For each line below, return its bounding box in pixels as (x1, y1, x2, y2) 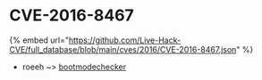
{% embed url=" (9, 35, 70, 45)
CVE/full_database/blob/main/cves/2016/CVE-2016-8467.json (9, 44, 237, 54)
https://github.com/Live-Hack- (68, 35, 182, 45)
